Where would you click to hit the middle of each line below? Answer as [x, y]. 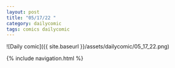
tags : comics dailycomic [38, 29]
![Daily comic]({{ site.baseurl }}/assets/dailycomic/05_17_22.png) [88, 47]
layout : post [23, 12]
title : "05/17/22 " [31, 18]
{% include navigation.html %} [45, 58]
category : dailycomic [34, 23]
